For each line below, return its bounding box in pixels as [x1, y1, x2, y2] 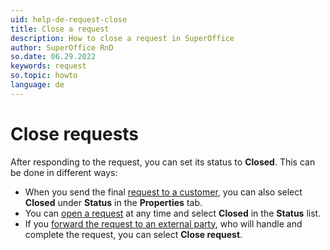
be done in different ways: [10, 166, 118, 178]
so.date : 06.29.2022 [10, 52, 97, 62]
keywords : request [10, 61, 87, 71]
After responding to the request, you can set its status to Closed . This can [10, 156, 316, 168]
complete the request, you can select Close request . [24, 228, 243, 240]
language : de [10, 80, 65, 90]
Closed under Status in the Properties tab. [24, 196, 203, 208]
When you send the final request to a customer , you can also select [24, 186, 303, 198]
